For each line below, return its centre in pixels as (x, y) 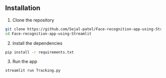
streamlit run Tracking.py (33, 71)
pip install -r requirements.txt (40, 52)
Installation (23, 8)
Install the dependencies (37, 43)
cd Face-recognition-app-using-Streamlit (48, 34)
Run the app (25, 62)
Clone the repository (33, 20)
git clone (15, 29)
